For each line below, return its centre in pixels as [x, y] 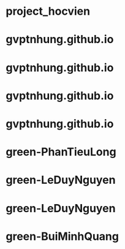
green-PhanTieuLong [61, 152]
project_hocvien [48, 11]
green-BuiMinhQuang [62, 236]
